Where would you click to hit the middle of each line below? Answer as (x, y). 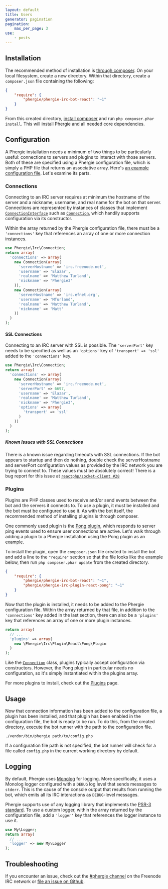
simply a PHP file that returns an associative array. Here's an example (77, 168)
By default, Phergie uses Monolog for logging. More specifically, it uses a (81, 778)
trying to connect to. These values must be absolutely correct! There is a (80, 471)
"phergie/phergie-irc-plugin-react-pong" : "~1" (74, 585)
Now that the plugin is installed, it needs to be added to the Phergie (75, 604)
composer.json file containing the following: (50, 81)
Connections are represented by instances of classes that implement (76, 208)
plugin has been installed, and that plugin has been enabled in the (73, 716)
